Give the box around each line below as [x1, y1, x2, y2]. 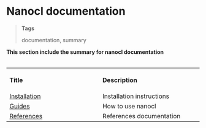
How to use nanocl [102, 102, 156, 110]
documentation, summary [21, 36, 87, 43]
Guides [9, 102, 30, 110]
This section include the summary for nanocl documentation [6, 48, 164, 56]
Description [102, 75, 138, 84]
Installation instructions [102, 92, 170, 100]
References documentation [102, 111, 181, 120]
